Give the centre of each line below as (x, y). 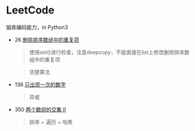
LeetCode (30, 10)
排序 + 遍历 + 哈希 (51, 122)
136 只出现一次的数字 (40, 84)
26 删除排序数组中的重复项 (47, 39)
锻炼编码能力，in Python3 (37, 27)
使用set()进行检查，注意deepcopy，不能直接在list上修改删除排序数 (109, 52)
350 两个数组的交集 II (40, 109)
